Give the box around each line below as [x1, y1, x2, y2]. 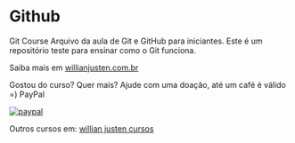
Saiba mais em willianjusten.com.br [9, 62, 139, 73]
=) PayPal [9, 89, 45, 99]
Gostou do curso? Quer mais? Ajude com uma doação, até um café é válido [9, 79, 287, 90]
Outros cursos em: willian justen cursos [9, 123, 154, 134]
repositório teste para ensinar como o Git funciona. [9, 44, 197, 55]
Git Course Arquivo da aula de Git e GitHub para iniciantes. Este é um [9, 36, 263, 46]
